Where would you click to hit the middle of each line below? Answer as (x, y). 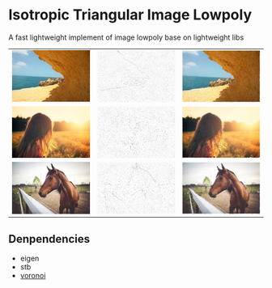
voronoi (33, 276)
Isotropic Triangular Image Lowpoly (130, 15)
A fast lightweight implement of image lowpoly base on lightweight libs (126, 37)
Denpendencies (49, 239)
